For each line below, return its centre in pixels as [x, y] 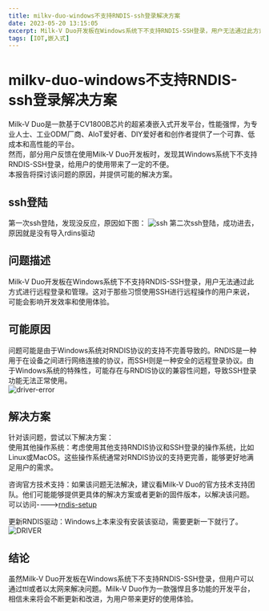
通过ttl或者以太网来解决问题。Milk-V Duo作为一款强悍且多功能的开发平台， [131, 589]
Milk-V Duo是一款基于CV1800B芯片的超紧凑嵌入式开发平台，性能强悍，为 [129, 124]
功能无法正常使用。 [40, 380]
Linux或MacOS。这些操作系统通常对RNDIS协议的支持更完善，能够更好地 [128, 458]
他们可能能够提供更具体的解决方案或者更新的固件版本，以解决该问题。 [138, 495]
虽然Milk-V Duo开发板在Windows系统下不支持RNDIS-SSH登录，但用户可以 [131, 579]
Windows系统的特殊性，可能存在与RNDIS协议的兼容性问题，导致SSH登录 [136, 370]
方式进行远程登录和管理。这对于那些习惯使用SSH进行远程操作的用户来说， [131, 291]
